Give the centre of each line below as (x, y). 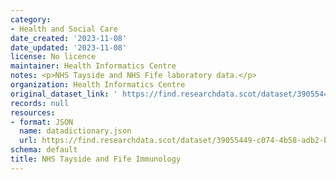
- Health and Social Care (64, 29)
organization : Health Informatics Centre (98, 85)
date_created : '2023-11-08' (69, 38)
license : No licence (53, 57)
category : (31, 19)
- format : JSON (42, 122)
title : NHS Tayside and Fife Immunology (96, 159)
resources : (33, 112)
